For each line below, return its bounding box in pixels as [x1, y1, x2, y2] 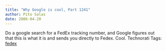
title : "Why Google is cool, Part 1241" [5, 7, 91, 12]
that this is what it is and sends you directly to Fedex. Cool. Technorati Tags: [5, 35, 162, 41]
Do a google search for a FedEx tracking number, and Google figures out [5, 30, 155, 36]
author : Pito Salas [5, 12, 46, 17]
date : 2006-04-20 [5, 16, 41, 21]
